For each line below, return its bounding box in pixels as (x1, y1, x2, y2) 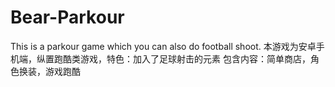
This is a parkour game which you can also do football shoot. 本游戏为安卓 (10, 40, 317, 52)
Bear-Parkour (10, 6, 125, 29)
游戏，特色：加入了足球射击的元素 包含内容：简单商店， (79, 52, 311, 65)
